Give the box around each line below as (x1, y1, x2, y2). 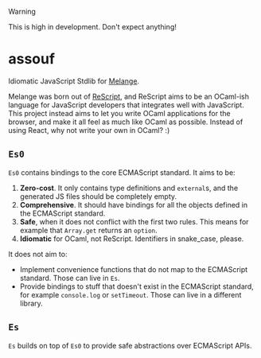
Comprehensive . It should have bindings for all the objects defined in (19, 200, 248, 209)
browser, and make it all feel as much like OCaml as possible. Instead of (8, 117, 243, 126)
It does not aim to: (8, 249, 68, 259)
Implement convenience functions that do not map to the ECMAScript (19, 264, 248, 274)
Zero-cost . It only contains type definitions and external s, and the (19, 183, 239, 193)
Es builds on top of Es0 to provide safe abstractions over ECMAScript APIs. (8, 340, 252, 350)
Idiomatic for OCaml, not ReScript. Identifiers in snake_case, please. (19, 234, 244, 243)
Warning (8, 7, 36, 16)
